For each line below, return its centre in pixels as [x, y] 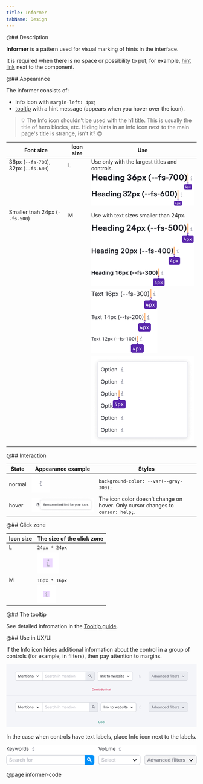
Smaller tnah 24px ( [34, 212]
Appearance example [63, 469]
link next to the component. [40, 67]
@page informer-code [34, 775]
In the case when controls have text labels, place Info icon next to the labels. [101, 737]
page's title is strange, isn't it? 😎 [62, 133]
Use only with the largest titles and [134, 162]
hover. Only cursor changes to [136, 505]
